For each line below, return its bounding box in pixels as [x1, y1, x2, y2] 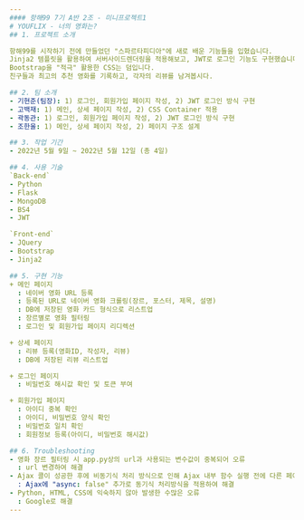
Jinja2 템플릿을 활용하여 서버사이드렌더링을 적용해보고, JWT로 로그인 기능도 [9, 55, 258, 64]
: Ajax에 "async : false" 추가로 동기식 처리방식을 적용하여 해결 [17, 480, 235, 489]
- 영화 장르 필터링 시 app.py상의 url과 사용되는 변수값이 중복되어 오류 [9, 455, 246, 464]
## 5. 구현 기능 [9, 271, 63, 281]
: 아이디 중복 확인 [17, 405, 78, 414]
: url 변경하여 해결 [17, 463, 84, 472]
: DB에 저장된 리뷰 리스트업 [17, 355, 109, 364]
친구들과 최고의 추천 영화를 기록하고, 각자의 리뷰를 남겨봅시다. [9, 72, 214, 82]
